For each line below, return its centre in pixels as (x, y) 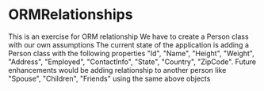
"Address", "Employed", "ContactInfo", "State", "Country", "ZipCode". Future (132, 62)
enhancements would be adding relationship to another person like (117, 70)
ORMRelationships (71, 15)
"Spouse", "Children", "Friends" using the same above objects (109, 78)
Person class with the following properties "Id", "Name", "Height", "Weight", (132, 53)
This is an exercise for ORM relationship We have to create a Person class (128, 36)
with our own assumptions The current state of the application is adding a (129, 44)
